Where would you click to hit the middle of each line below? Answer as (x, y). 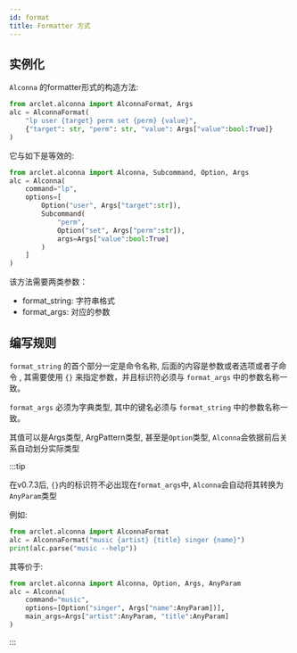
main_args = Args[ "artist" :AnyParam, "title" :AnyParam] (127, 616)
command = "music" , (58, 600)
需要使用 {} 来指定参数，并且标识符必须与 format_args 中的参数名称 (155, 377)
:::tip (17, 466)
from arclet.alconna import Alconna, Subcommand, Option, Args (129, 172)
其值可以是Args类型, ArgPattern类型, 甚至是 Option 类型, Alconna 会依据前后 (144, 437)
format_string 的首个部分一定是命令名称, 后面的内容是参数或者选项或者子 (144, 366)
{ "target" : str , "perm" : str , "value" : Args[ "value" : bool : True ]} (149, 129)
